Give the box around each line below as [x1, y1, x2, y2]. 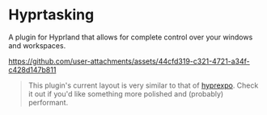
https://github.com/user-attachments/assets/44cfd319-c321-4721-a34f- [8, 56, 251, 66]
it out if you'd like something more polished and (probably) [28, 88, 224, 98]
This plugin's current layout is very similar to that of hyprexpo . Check [28, 80, 259, 90]
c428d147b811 [8, 64, 57, 74]
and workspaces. [8, 40, 66, 50]
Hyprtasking [8, 6, 95, 24]
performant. [28, 97, 69, 107]
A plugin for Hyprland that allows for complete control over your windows [8, 32, 253, 42]
